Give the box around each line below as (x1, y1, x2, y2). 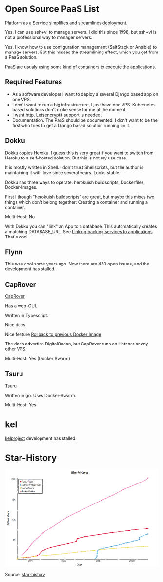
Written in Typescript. (5, 313, 49, 318)
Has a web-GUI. (5, 303, 38, 309)
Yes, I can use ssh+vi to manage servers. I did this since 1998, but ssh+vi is (5, 29, 157, 35)
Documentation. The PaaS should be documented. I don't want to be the (12, 117, 158, 123)
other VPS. (5, 346, 27, 352)
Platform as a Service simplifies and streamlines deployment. (5, 20, 128, 26)
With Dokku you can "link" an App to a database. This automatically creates (5, 223, 157, 229)
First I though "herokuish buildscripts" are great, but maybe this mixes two (5, 194, 155, 200)
